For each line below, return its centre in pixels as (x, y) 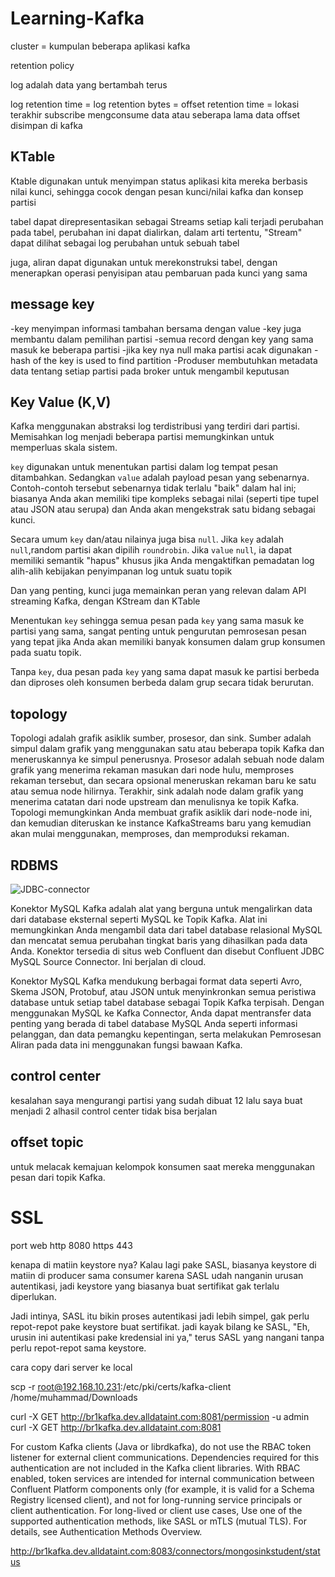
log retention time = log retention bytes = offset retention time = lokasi (155, 104)
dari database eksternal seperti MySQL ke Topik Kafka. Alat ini (139, 919)
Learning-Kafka (77, 18)
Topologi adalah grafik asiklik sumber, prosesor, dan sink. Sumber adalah (161, 738)
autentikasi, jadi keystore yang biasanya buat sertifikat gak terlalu (145, 1286)
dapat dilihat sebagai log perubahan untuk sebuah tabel (125, 243)
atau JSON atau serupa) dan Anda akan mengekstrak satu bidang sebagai (163, 509)
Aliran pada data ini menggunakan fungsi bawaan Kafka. (126, 1045)
